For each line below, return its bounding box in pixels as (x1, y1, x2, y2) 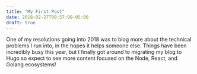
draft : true (6, 20, 36, 25)
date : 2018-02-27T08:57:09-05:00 (6, 14, 89, 20)
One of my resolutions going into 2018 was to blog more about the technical (6, 36, 192, 43)
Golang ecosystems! (6, 61, 56, 68)
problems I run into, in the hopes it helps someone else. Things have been (6, 42, 187, 49)
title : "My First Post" (6, 8, 65, 15)
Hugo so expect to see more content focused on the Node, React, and (6, 54, 178, 62)
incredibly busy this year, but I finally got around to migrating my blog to (6, 49, 182, 56)
